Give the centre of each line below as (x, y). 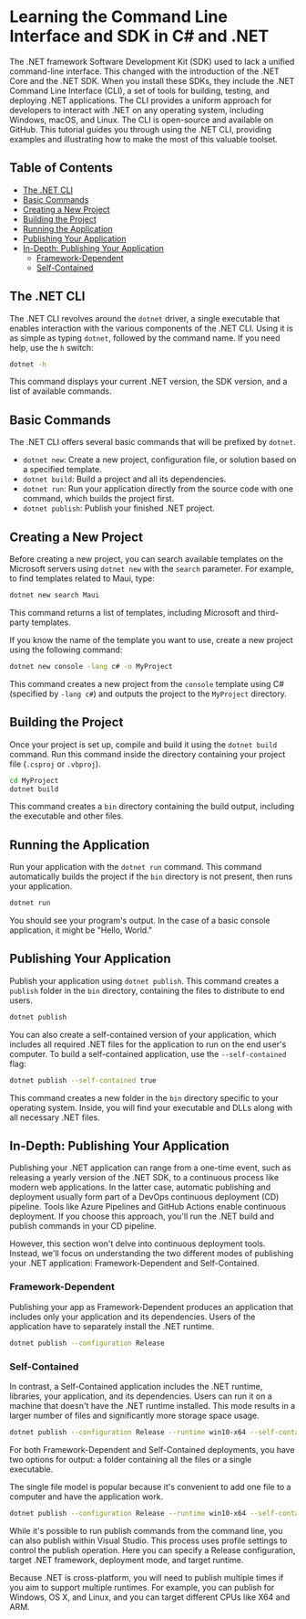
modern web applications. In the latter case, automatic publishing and (140, 1187)
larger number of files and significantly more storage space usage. (134, 1415)
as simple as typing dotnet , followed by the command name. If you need (145, 338)
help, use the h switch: (51, 347)
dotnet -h (28, 364)
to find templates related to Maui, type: (82, 578)
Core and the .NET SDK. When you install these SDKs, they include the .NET (152, 80)
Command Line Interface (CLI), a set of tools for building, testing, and (140, 90)
